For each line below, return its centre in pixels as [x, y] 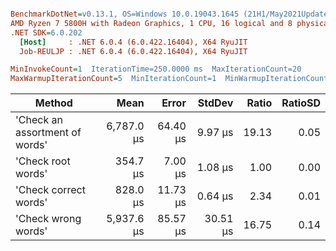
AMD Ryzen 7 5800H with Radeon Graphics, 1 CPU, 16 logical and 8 [151, 23]
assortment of [48, 133]
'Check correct [50, 190]
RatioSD [301, 103]
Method [53, 103]
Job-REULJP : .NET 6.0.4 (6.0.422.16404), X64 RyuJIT [133, 51]
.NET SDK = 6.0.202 [46, 32]
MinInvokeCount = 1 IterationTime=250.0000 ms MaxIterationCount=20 [156, 69]
